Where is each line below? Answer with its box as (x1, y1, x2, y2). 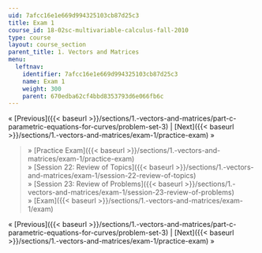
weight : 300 (22, 84, 62, 93)
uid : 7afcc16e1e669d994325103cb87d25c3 (8, 11, 140, 20)
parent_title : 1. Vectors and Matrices (8, 48, 140, 56)
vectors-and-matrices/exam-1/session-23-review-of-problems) (27, 188, 235, 197)
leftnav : (15, 63, 44, 71)
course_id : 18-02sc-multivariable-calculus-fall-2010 (8, 26, 189, 34)
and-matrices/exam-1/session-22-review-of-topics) (27, 171, 196, 180)
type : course (8, 33, 51, 42)
